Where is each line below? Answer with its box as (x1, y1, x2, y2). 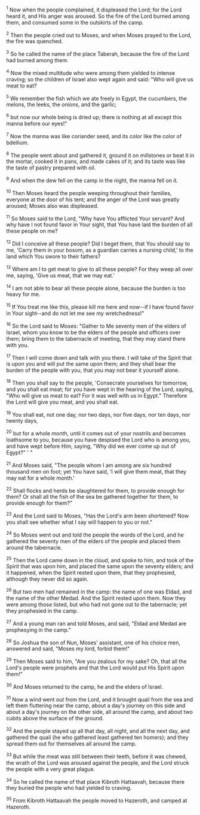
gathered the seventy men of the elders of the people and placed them (6, 537, 181, 544)
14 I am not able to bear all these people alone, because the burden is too (6, 283, 186, 292)
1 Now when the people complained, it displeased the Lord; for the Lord (6, 5, 182, 13)
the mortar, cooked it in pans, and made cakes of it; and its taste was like (6, 158, 186, 165)
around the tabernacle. (6, 544, 63, 551)
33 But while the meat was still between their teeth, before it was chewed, (6, 752, 187, 760)
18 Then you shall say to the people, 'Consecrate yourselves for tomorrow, (6, 378, 188, 386)
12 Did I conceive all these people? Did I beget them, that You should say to (6, 239, 190, 247)
